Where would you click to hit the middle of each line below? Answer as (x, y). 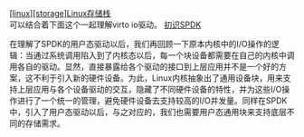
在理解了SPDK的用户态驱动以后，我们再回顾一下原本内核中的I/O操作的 (140, 44)
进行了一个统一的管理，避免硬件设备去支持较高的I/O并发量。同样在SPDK (152, 101)
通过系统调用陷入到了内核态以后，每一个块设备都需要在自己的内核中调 (164, 55)
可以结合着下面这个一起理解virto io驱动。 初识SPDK (105, 24)
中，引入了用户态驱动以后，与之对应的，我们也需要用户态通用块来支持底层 (148, 112)
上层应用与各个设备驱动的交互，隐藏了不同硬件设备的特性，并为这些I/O (149, 89)
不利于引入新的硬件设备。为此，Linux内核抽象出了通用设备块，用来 (158, 78)
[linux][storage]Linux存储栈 (60, 13)
